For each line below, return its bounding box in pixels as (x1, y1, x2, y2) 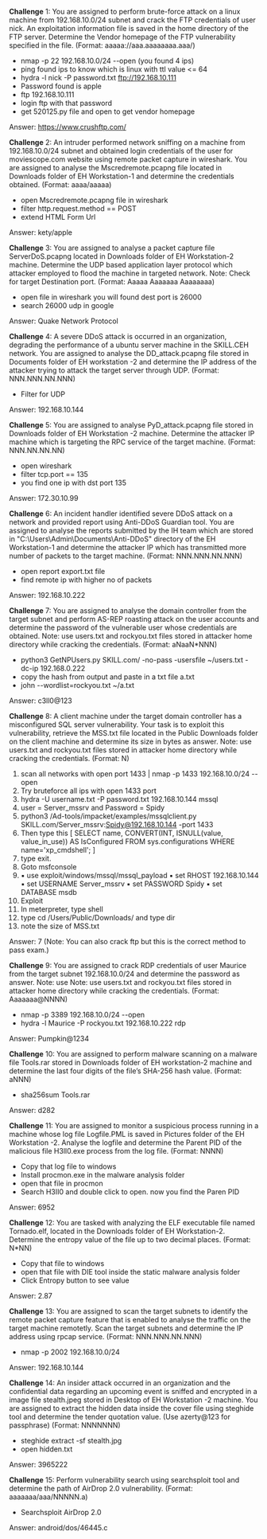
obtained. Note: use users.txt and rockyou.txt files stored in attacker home (9, 631, 253, 640)
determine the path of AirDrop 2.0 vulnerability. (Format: (9, 1484, 193, 1493)
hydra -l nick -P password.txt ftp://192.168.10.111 (20, 73, 177, 82)
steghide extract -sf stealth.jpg (20, 1436, 122, 1445)
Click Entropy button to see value (20, 1275, 130, 1285)
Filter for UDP (20, 389, 66, 399)
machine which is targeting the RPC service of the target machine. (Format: (9, 437, 256, 447)
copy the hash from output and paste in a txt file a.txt (20, 672, 195, 682)
